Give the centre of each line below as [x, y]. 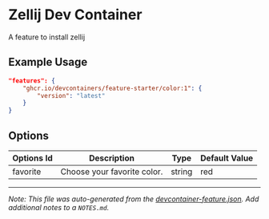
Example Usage [48, 62]
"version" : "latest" [71, 95]
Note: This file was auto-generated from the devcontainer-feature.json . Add [134, 199]
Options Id [33, 158]
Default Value [227, 158]
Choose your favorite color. [112, 172]
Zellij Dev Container [75, 15]
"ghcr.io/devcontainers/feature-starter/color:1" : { [112, 88]
